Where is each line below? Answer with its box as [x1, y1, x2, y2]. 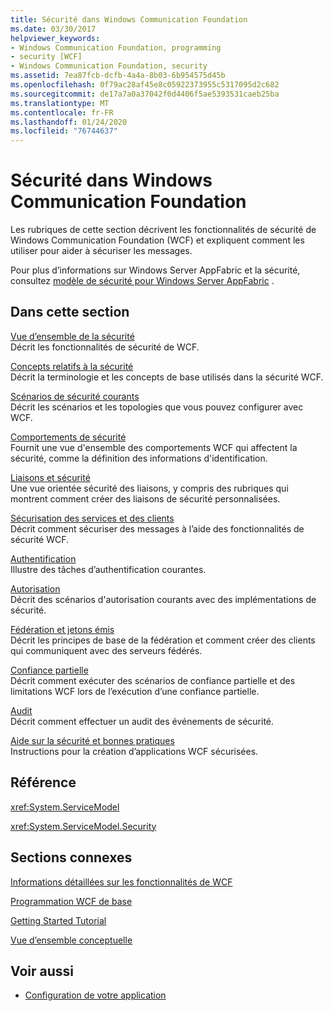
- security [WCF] [10, 52, 83, 62]
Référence [10, 774, 77, 791]
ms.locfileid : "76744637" [10, 126, 118, 136]
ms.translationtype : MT [10, 98, 110, 108]
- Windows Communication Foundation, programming [10, 42, 222, 53]
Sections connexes [10, 849, 133, 866]
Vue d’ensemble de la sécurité [10, 330, 135, 342]
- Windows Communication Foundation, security [10, 61, 208, 71]
